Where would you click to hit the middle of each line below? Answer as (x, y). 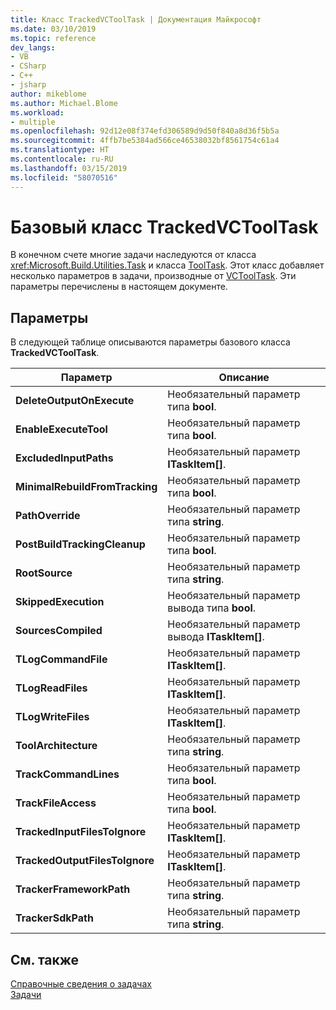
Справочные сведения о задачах (81, 984)
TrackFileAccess (56, 803)
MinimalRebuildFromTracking (86, 487)
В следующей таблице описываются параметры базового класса (150, 342)
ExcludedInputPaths (64, 458)
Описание (244, 378)
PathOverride (48, 516)
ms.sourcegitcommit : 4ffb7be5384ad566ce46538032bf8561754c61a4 (145, 141)
